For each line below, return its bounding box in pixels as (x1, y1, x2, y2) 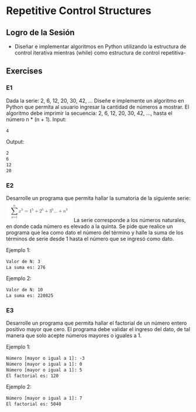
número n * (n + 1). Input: (6, 115, 67, 122)
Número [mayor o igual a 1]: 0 (6, 362, 82, 367)
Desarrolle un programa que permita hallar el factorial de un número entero (6, 319, 187, 326)
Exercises (6, 66, 43, 76)
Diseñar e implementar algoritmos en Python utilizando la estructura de (14, 43, 187, 50)
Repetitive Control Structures (6, 4, 152, 18)
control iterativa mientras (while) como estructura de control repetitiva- (14, 49, 186, 56)
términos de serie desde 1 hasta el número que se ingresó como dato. (6, 235, 174, 242)
